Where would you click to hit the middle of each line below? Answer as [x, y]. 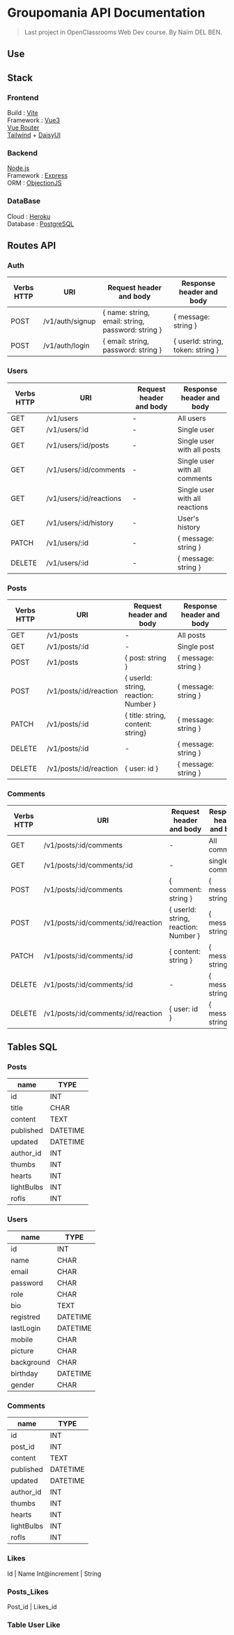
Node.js [18, 168]
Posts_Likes [28, 1592]
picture [22, 1351]
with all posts [199, 450]
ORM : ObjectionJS [34, 183]
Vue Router [23, 128]
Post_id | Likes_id [32, 1607]
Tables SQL [32, 1047]
